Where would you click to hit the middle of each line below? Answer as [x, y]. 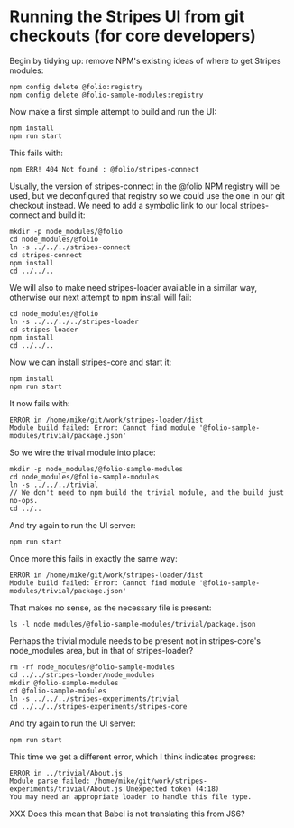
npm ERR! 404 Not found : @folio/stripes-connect [105, 169]
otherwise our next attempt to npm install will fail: [101, 297]
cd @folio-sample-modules [58, 691]
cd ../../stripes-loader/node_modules [82, 674]
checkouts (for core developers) [133, 36]
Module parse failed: [50, 781]
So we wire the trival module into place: [83, 452]
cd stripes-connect [46, 255]
